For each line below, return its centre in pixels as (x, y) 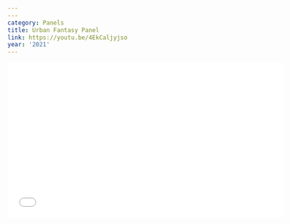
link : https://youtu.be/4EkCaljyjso (67, 37)
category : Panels (36, 23)
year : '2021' (29, 45)
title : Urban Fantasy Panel (54, 30)
